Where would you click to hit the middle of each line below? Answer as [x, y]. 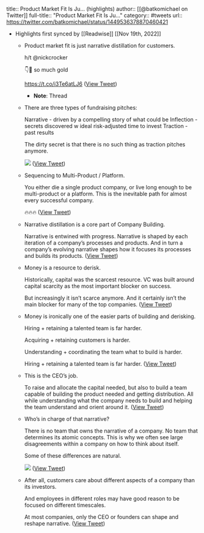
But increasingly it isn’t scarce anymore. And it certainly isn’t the [105, 298]
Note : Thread [50, 96]
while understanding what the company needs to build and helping [108, 400]
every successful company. [59, 200]
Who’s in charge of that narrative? [67, 419]
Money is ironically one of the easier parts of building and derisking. [110, 316]
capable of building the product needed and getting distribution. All [109, 394]
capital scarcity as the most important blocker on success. [98, 286]
